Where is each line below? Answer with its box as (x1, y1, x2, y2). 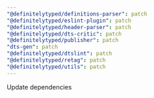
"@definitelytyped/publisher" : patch (6, 37, 119, 44)
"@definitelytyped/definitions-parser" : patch (6, 10, 148, 18)
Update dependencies (6, 82, 72, 91)
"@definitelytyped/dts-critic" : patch (6, 30, 122, 38)
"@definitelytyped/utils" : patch (6, 63, 106, 70)
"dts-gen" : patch (6, 43, 58, 50)
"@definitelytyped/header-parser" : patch (6, 23, 132, 31)
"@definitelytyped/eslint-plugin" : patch (6, 17, 132, 24)
